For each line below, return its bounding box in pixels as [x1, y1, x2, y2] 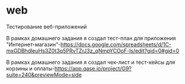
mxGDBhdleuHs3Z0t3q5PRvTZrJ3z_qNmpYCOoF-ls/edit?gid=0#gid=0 [6, 47, 180, 54]
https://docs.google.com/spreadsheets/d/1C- [60, 41, 171, 48]
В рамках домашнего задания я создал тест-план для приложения [6, 34, 177, 41]
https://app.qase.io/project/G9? [54, 64, 132, 72]
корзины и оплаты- [6, 64, 55, 72]
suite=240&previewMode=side [6, 71, 82, 78]
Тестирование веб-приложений [6, 23, 87, 30]
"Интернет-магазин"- [6, 41, 61, 48]
